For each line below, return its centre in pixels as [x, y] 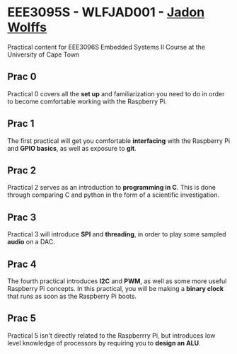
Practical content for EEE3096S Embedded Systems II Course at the [106, 47]
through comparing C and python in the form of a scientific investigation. [113, 195]
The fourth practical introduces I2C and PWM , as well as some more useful [117, 281]
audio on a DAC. [31, 242]
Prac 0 [22, 77]
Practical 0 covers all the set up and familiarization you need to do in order [116, 93]
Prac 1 [21, 124]
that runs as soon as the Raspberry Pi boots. [72, 296]
